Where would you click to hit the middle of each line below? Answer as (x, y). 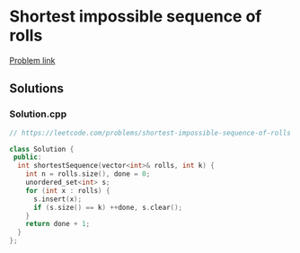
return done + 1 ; (58, 224)
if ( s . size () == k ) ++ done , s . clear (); (108, 207)
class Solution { (42, 149)
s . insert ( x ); (57, 199)
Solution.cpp (38, 114)
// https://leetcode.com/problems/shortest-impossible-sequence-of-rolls (150, 133)
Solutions (37, 88)
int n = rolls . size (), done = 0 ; (88, 174)
